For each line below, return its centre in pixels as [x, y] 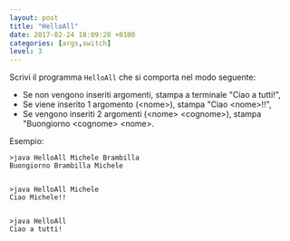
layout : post [34, 18]
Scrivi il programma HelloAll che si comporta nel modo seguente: [133, 77]
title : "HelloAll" [44, 26]
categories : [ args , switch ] [60, 43]
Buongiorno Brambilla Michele [67, 166]
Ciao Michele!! [38, 198]
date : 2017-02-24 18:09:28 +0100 [72, 34]
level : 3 [26, 52]
